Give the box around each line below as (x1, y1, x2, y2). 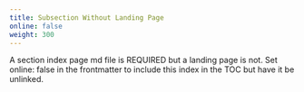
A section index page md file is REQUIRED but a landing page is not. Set (9, 55, 279, 66)
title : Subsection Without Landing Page (9, 13, 165, 23)
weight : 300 (9, 30, 54, 39)
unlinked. (9, 74, 44, 85)
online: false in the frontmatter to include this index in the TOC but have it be (9, 64, 295, 75)
